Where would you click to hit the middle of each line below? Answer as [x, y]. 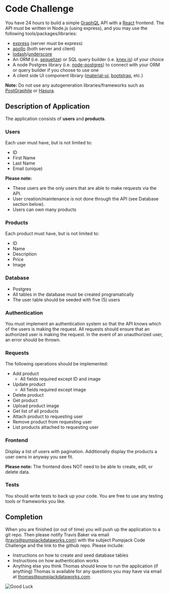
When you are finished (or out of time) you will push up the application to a [83, 529]
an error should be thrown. [33, 340]
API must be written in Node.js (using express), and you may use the [76, 28]
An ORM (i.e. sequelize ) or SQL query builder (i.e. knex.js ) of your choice [88, 59]
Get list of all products [36, 411]
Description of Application [47, 106]
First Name [24, 158]
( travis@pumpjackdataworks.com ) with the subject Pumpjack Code [75, 540]
